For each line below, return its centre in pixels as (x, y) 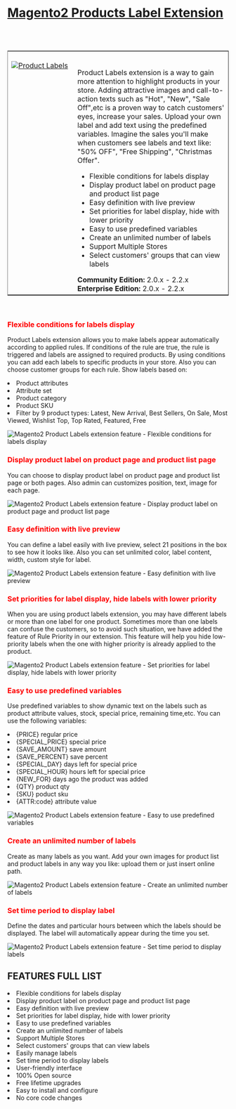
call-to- (210, 90)
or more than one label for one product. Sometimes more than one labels (112, 622)
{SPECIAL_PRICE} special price (61, 742)
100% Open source (44, 1075)
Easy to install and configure (57, 1090)
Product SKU (35, 406)
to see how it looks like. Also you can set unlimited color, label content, (110, 552)
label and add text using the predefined (142, 125)
